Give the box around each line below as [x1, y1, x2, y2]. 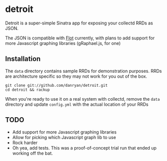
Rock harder [12, 140, 38, 146]
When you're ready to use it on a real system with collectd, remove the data [5, 96, 160, 102]
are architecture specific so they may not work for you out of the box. [5, 73, 148, 79]
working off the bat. [12, 150, 53, 156]
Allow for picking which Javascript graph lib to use [12, 134, 116, 140]
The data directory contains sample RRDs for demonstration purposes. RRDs [5, 68, 162, 74]
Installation [5, 55, 41, 63]
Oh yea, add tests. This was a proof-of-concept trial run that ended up [12, 145, 157, 151]
